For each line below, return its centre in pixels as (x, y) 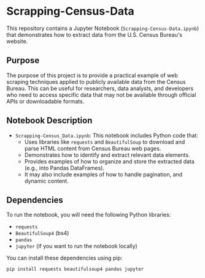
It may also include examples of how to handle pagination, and (103, 174)
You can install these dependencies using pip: (64, 258)
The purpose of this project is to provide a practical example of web (92, 75)
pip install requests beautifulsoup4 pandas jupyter (75, 269)
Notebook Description (49, 121)
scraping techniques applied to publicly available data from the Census (96, 81)
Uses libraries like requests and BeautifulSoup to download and (105, 141)
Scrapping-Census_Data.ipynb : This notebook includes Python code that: (106, 135)
